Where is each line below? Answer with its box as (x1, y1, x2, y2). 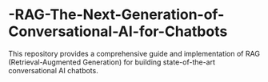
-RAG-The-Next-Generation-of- (8, 6, 225, 24)
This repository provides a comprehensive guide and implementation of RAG (8, 49, 260, 58)
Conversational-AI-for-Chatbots (8, 22, 228, 41)
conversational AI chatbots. (8, 65, 98, 75)
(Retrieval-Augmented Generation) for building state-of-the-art (8, 57, 216, 67)
